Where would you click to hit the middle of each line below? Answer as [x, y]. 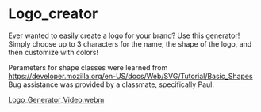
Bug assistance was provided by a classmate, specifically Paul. [111, 84]
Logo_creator [53, 14]
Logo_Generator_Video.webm [56, 99]
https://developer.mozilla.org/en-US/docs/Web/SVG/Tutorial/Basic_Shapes [130, 76]
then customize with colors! [54, 52]
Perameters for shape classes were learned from [88, 67]
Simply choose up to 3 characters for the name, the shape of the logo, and [130, 43]
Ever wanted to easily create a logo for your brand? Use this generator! [124, 35]
